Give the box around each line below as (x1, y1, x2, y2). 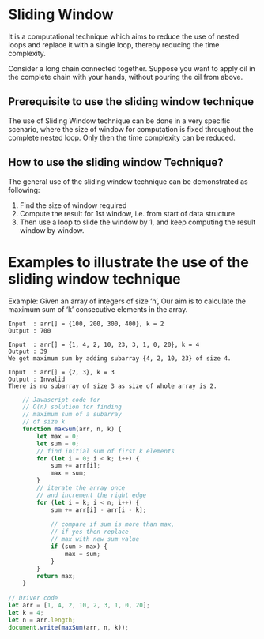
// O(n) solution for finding (22, 403, 123, 412)
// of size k (22, 418, 66, 426)
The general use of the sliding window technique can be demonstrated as (8, 176, 248, 186)
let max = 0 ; (36, 432, 80, 440)
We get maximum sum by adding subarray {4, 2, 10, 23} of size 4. (8, 354, 232, 363)
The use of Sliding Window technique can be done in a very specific (8, 116, 231, 126)
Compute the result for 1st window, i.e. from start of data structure (19, 209, 236, 218)
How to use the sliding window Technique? (8, 156, 224, 169)
